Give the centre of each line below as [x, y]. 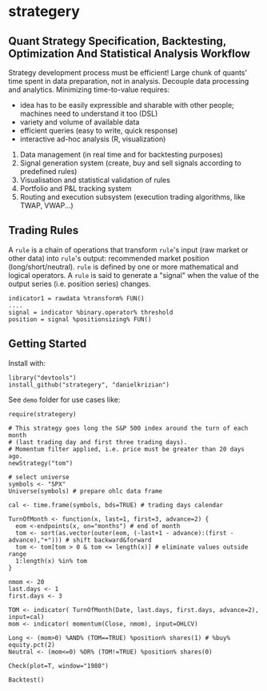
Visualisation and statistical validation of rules [95, 180]
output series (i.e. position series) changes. [80, 284]
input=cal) [26, 617]
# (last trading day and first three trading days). [98, 442]
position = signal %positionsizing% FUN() [80, 319]
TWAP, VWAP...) [46, 205]
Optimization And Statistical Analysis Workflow [129, 53]
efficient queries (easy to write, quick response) [99, 131]
